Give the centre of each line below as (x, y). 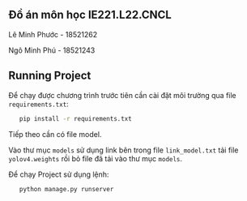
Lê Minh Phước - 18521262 (53, 34)
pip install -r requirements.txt (75, 118)
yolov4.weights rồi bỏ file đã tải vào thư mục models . (96, 158)
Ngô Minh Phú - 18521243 (52, 50)
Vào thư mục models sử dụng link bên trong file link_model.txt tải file (123, 150)
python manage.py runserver (66, 189)
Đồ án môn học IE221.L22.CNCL (90, 15)
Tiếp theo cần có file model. (55, 134)
